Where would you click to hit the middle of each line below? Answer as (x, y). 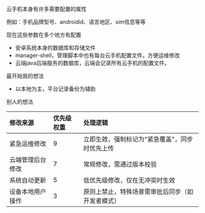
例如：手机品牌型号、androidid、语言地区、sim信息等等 (76, 22)
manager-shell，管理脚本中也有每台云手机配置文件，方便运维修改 (97, 55)
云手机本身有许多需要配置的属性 (46, 9)
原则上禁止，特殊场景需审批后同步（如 (138, 192)
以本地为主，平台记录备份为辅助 (55, 89)
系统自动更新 (28, 180)
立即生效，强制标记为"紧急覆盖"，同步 (138, 139)
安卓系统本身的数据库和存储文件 (55, 48)
